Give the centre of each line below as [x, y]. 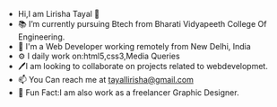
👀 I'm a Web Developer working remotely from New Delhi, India [134, 46]
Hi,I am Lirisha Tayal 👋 [59, 14]
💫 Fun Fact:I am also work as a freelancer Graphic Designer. [128, 93]
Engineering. [41, 37]
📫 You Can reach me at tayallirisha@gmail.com [106, 80]
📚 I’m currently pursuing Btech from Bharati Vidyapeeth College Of [142, 24]
